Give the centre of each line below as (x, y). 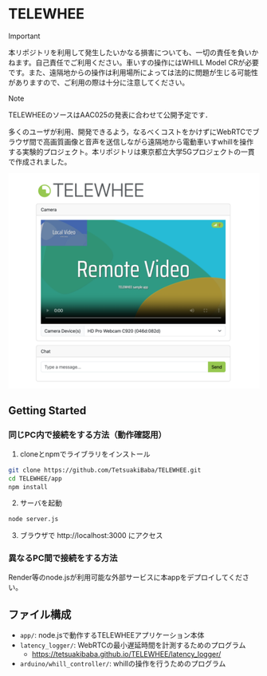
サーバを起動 (41, 503)
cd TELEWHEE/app (35, 478)
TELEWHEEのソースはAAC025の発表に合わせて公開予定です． (110, 115)
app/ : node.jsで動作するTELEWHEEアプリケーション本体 (112, 635)
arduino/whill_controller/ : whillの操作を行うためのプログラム (123, 664)
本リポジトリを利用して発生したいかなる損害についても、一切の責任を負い (130, 52)
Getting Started (47, 411)
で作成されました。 (40, 161)
